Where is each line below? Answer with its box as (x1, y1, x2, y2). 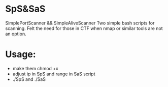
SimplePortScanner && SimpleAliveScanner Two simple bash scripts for (5, 20, 155, 26)
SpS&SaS (5, 3, 46, 15)
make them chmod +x (12, 65, 58, 71)
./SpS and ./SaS (12, 76, 46, 82)
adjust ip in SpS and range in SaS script (12, 71, 95, 77)
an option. (5, 31, 26, 37)
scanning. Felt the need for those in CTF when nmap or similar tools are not (5, 25, 163, 31)
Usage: (5, 49, 37, 60)
